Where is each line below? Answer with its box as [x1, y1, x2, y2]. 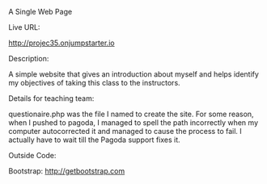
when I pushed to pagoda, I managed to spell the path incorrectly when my [8, 118, 259, 128]
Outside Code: [8, 151, 57, 160]
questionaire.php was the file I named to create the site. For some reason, [8, 109, 254, 119]
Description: [8, 54, 49, 63]
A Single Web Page [8, 7, 73, 16]
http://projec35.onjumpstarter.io [8, 38, 115, 48]
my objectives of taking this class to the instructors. [8, 78, 180, 87]
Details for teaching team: [8, 94, 95, 103]
